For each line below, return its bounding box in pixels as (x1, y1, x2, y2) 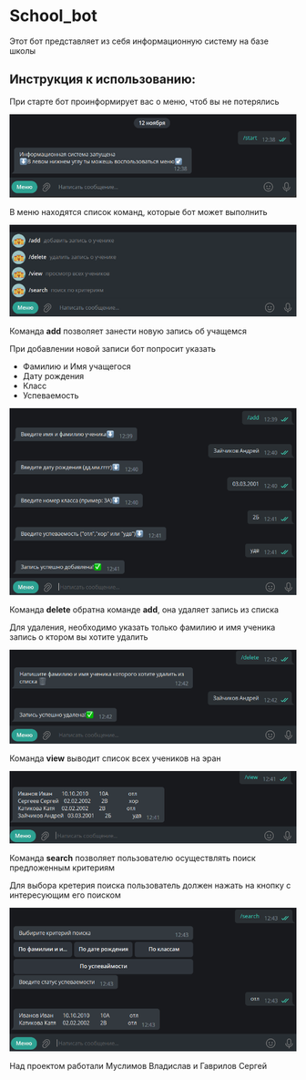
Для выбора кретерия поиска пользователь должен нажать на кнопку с (9, 880, 291, 891)
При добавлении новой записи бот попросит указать (9, 344, 217, 355)
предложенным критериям (9, 862, 116, 873)
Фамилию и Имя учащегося (22, 361, 132, 372)
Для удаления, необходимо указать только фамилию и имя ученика (9, 622, 276, 633)
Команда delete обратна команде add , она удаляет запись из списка (9, 603, 280, 615)
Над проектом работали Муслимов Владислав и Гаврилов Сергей (9, 1060, 267, 1071)
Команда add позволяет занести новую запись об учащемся (9, 325, 248, 337)
